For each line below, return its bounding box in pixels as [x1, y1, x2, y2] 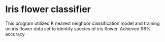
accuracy [5, 31, 25, 37]
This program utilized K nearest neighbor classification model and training [5, 20, 160, 26]
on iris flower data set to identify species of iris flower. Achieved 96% [5, 25, 151, 31]
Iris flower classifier [5, 4, 91, 15]
